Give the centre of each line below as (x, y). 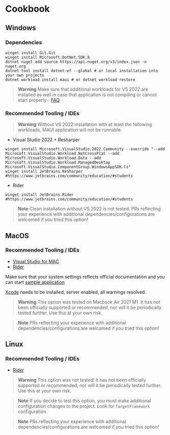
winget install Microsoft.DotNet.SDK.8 (48, 57)
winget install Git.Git (31, 53)
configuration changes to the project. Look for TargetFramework (84, 406)
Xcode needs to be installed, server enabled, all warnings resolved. (76, 292)
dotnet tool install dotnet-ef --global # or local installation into (82, 71)
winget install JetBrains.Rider (39, 195)
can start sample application (35, 282)
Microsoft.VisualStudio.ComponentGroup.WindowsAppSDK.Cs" (68, 167)
